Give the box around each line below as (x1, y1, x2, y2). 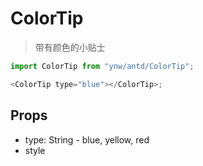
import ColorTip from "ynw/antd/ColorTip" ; (10, 61, 195, 71)
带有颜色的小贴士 (34, 41, 106, 53)
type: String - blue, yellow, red (24, 133, 150, 146)
